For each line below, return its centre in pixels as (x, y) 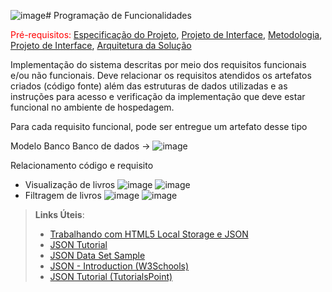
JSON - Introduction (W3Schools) (119, 266)
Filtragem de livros (63, 195)
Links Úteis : (59, 214)
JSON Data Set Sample (97, 255)
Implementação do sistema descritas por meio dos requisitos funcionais (158, 64)
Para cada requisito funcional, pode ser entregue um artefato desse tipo (159, 126)
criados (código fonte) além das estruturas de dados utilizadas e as (149, 86)
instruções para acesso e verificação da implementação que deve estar (158, 96)
